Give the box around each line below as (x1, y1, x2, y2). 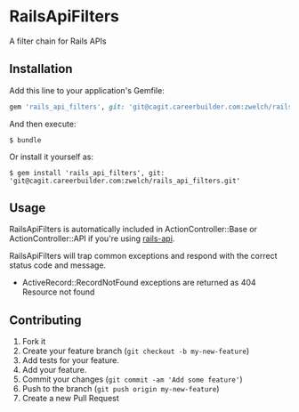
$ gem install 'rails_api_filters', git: (9, 168, 166, 177)
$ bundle (9, 135, 42, 144)
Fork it (21, 336, 46, 347)
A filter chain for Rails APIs (9, 36, 107, 46)
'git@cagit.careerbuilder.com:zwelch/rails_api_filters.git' (9, 176, 241, 185)
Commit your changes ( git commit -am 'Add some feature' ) (21, 374, 243, 384)
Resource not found (21, 287, 95, 297)
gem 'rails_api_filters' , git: (9, 102, 125, 111)
